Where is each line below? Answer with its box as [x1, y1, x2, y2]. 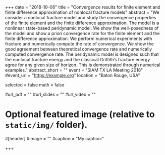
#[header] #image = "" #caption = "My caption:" [5, 135, 104, 141]
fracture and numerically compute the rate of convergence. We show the [5, 41, 154, 46]
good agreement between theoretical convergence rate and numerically [5, 46, 152, 52]
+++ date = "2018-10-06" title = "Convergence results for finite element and [5, 4, 161, 10]
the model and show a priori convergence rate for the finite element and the [5, 31, 160, 36]
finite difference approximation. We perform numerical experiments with [5, 36, 153, 41]
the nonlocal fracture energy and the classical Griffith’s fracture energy [5, 57, 150, 62]
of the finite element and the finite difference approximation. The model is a [5, 20, 160, 26]
